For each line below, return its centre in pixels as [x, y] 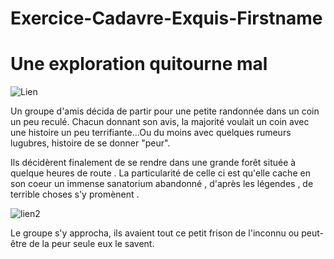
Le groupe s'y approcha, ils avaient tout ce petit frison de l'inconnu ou [155, 233]
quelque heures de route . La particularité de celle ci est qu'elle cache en [160, 173]
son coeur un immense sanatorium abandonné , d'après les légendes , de [162, 184]
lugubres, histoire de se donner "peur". [90, 143]
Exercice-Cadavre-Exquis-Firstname [166, 18]
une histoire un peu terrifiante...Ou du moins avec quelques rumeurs [151, 133]
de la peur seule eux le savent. [91, 244]
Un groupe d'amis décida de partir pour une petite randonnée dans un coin [165, 111]
